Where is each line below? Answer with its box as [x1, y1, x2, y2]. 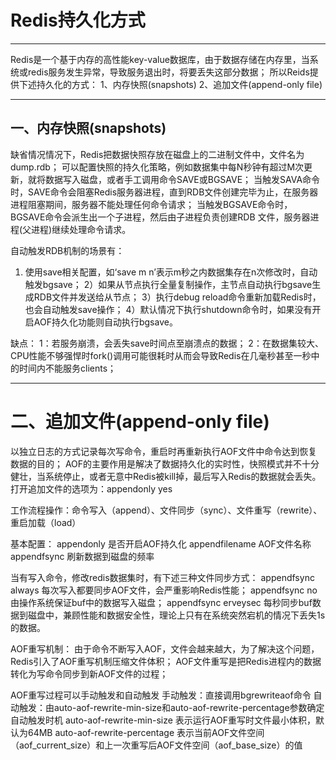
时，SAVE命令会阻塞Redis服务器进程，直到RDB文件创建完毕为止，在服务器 [10, 186, 319, 198]
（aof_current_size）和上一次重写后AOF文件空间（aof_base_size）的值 [10, 739, 303, 751]
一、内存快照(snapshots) [10, 120, 167, 137]
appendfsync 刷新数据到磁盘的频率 [10, 550, 155, 562]
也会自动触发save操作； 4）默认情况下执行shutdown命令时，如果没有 [24, 303, 313, 315]
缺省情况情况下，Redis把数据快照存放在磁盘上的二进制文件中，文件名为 [10, 148, 305, 160]
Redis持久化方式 [10, 9, 146, 32]
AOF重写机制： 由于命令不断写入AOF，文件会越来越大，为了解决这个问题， [10, 642, 320, 655]
